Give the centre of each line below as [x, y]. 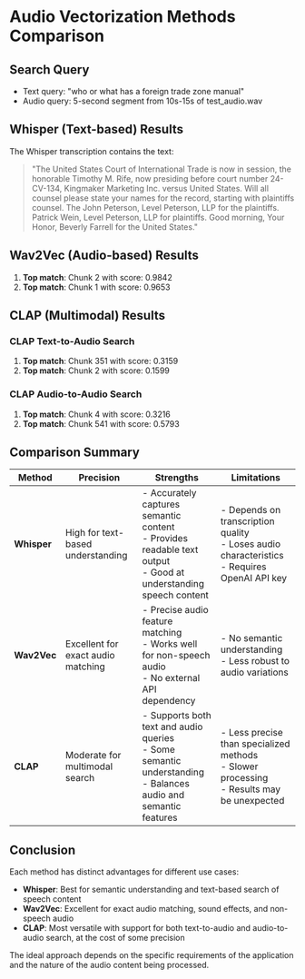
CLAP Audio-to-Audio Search [76, 394]
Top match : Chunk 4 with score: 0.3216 [96, 414]
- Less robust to [255, 661]
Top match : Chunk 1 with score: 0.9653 [96, 287]
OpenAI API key [254, 578]
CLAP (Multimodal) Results [88, 316]
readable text [170, 549]
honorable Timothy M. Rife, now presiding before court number [150, 178]
